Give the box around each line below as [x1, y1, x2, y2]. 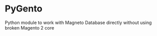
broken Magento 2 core [5, 24, 55, 30]
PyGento [5, 3, 43, 14]
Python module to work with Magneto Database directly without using [5, 19, 152, 25]
